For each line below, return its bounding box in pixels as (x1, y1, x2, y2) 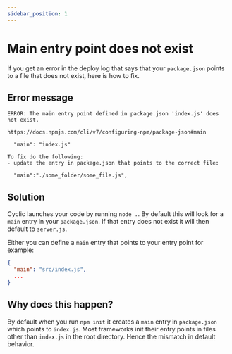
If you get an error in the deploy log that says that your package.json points (7, 64, 225, 72)
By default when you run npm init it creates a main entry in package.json (7, 317, 217, 326)
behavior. (7, 339, 35, 348)
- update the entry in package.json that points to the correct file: (7, 160, 219, 167)
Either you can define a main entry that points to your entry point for (7, 239, 204, 247)
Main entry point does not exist (7, 40, 194, 56)
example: (7, 246, 34, 254)
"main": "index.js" (13, 141, 71, 148)
